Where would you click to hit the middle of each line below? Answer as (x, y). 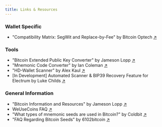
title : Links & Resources (31, 9)
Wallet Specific (23, 26)
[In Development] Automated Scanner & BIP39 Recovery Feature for (80, 76)
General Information (29, 94)
